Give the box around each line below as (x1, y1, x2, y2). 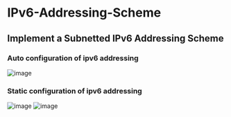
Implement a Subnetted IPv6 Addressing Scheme (7, 33, 224, 44)
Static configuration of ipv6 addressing (7, 86, 142, 96)
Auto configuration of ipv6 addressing (7, 53, 139, 63)
